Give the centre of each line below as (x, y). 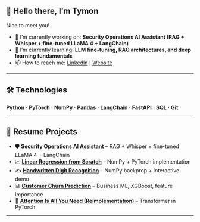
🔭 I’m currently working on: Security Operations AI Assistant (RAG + (99, 37)
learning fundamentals (44, 56)
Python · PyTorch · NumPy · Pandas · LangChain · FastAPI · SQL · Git (92, 107)
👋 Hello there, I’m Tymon (52, 11)
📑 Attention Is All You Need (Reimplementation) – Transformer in (95, 201)
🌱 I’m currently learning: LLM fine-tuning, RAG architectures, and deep (103, 50)
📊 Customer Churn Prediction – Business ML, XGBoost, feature (94, 186)
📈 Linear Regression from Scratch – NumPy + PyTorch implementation (103, 162)
